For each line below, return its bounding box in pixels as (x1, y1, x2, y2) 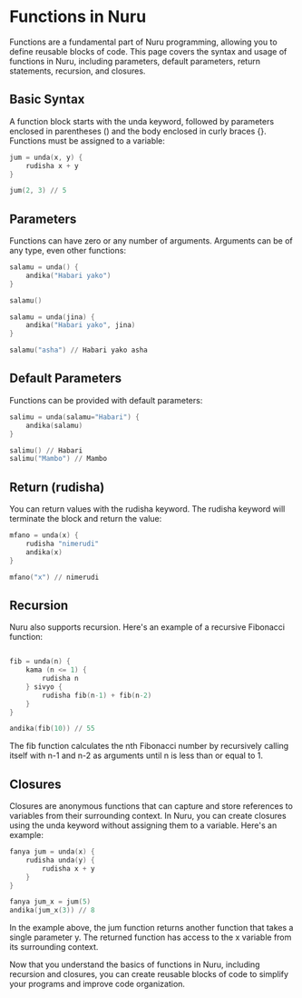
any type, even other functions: (9, 245, 127, 256)
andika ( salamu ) (25, 421, 83, 430)
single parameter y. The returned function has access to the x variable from (9, 932, 292, 943)
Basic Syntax (9, 92, 85, 107)
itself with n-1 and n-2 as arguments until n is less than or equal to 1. (9, 750, 263, 761)
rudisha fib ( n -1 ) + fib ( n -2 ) (42, 691, 152, 700)
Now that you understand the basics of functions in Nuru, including (9, 959, 260, 970)
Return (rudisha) (9, 479, 105, 494)
